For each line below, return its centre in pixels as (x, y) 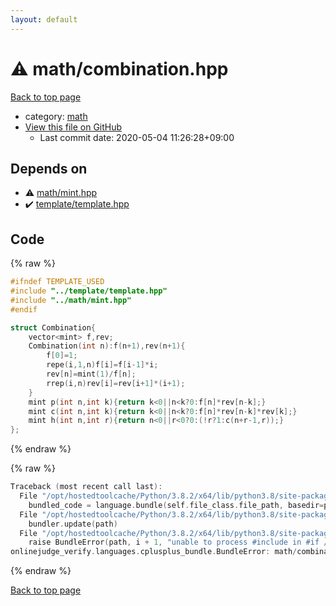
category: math (56, 116)
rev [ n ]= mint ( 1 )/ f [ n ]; (91, 374)
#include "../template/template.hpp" (89, 291)
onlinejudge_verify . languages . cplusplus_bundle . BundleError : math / (154, 552)
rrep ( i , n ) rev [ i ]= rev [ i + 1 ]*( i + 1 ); (116, 383)
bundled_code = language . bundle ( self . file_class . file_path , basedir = (176, 505)
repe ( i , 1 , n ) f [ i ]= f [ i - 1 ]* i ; (102, 365)
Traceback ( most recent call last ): (86, 487)
